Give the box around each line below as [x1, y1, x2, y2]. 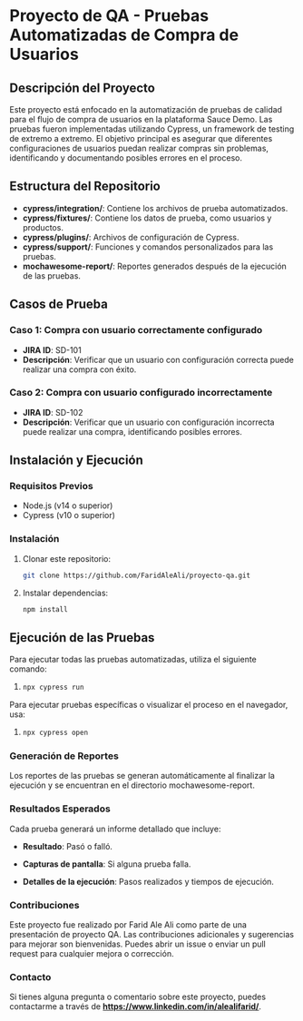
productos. [22, 221, 64, 232]
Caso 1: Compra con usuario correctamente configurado [9, 324, 263, 337]
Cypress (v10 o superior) [22, 510, 116, 521]
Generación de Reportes [9, 750, 120, 762]
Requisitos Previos [9, 480, 93, 493]
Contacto [9, 970, 52, 983]
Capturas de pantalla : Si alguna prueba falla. [22, 859, 191, 869]
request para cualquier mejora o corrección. [9, 947, 174, 958]
